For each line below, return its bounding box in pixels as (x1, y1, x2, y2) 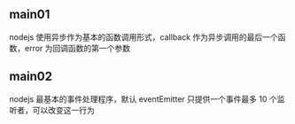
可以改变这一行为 (32, 105, 95, 115)
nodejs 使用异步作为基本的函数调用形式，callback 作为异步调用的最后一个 (9, 31, 279, 43)
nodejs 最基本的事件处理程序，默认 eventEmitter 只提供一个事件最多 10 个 (9, 93, 277, 105)
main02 (9, 69, 53, 84)
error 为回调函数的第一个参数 (24, 43, 131, 53)
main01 (9, 7, 50, 22)
